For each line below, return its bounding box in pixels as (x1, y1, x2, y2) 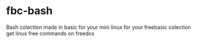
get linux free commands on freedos (6, 29, 95, 37)
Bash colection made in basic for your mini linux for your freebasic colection (6, 24, 192, 31)
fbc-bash (6, 4, 53, 18)
